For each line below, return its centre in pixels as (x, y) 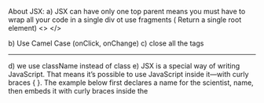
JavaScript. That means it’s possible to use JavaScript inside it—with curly (128, 74)
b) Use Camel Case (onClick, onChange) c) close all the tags (106, 43)
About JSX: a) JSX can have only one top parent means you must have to (127, 11)
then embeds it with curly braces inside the (78, 91)
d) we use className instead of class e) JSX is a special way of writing (124, 66)
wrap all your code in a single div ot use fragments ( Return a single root (125, 20)
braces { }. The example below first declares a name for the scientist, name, (131, 83)
